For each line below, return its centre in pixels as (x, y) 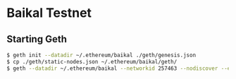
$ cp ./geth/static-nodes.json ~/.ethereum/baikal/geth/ (92, 61)
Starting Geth (37, 39)
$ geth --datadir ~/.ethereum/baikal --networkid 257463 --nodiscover (112, 68)
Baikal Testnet (49, 13)
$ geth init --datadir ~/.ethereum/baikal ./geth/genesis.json (101, 55)
